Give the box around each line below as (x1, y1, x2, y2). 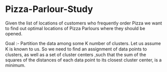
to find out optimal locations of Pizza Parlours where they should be (5, 25, 145, 31)
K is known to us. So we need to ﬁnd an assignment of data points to (5, 46, 147, 52)
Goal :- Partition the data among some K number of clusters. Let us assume (5, 40, 161, 46)
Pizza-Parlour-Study (5, 3, 93, 15)
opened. (5, 30, 23, 36)
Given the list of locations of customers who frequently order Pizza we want (5, 20, 162, 26)
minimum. (5, 62, 26, 68)
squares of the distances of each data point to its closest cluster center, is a (5, 56, 162, 63)
